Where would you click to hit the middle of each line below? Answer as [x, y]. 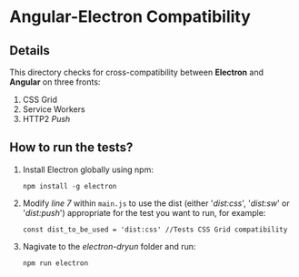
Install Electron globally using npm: [88, 169]
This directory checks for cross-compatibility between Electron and [136, 72]
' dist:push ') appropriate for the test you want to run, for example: [144, 212]
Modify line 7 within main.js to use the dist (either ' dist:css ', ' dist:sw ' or [156, 203]
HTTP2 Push [46, 119]
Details [30, 51]
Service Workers [54, 109]
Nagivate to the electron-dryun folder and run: [109, 246]
